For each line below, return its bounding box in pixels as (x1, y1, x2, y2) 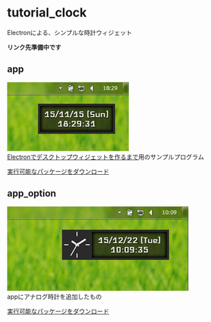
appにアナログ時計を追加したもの (7, 292, 102, 301)
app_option (7, 188, 57, 200)
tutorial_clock (7, 5, 87, 21)
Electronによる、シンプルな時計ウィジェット (7, 28, 132, 36)
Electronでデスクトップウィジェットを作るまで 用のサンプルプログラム (7, 153, 204, 161)
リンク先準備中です (7, 43, 62, 51)
